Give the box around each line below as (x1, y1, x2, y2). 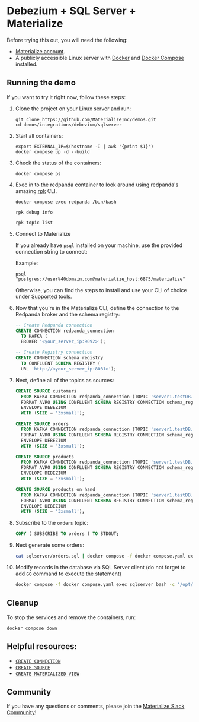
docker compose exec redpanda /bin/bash (15, 199, 117, 205)
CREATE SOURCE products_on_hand (15, 486, 95, 492)
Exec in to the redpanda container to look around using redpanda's (15, 181, 179, 188)
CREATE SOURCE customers (15, 388, 77, 394)
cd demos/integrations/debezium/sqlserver (15, 122, 122, 128)
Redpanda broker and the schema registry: (15, 311, 120, 318)
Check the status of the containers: (15, 159, 102, 166)
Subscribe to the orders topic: (15, 520, 88, 527)
